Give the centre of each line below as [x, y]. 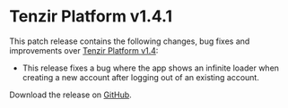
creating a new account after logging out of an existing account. [141, 77]
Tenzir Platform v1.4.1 [91, 17]
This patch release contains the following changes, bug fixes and [130, 41]
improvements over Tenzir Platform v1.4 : [84, 50]
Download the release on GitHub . [70, 95]
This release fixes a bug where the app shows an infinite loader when [151, 68]
